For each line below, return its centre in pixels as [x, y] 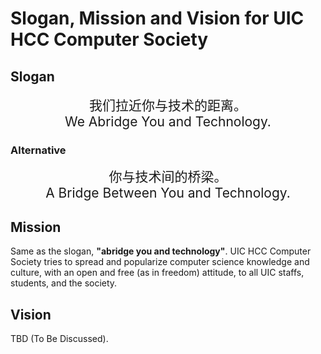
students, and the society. [64, 283]
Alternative [38, 150]
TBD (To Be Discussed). [59, 338]
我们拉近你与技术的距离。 [168, 105]
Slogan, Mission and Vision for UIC [157, 18]
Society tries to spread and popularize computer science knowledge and [160, 262]
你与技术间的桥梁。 [168, 177]
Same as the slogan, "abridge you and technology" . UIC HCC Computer [161, 251]
